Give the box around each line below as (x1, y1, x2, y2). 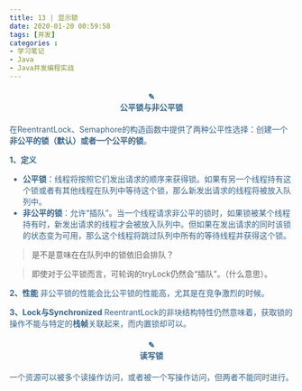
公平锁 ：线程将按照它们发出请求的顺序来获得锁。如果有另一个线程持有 (22, 173, 284, 185)
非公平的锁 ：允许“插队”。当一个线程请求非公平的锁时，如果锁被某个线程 (22, 208, 291, 219)
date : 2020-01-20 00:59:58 (9, 22, 111, 31)
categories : (9, 38, 59, 48)
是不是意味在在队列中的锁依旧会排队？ (31, 249, 174, 260)
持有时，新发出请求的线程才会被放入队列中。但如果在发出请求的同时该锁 (22, 219, 291, 230)
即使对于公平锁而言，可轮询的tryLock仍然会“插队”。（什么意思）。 (31, 268, 273, 280)
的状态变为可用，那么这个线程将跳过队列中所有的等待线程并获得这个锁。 (22, 230, 291, 241)
